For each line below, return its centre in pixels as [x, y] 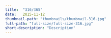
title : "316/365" [24, 10]
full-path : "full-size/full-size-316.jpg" [49, 23]
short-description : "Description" [41, 28]
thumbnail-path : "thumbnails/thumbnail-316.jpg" [56, 19]
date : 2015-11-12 [25, 14]
